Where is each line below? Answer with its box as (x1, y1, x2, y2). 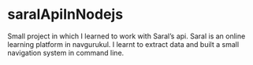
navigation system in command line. (7, 48, 125, 57)
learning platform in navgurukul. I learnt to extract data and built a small (7, 39, 240, 49)
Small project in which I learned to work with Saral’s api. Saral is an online (7, 31, 246, 41)
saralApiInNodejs (7, 5, 124, 23)
